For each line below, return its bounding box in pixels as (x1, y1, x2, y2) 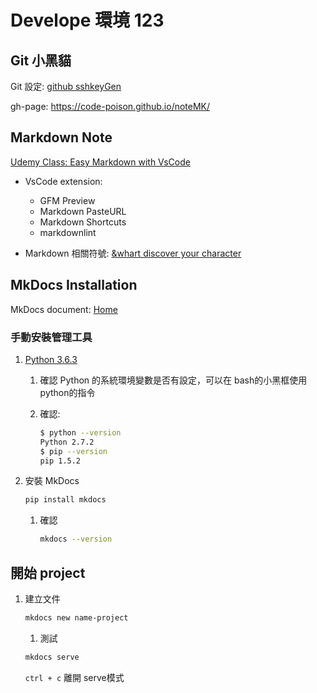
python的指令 (39, 386, 96, 398)
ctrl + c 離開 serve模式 (24, 671, 125, 683)
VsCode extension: (24, 175, 103, 187)
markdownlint (39, 226, 97, 238)
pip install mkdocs (24, 495, 107, 505)
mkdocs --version (39, 534, 113, 545)
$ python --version (39, 427, 122, 438)
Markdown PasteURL (39, 205, 127, 217)
